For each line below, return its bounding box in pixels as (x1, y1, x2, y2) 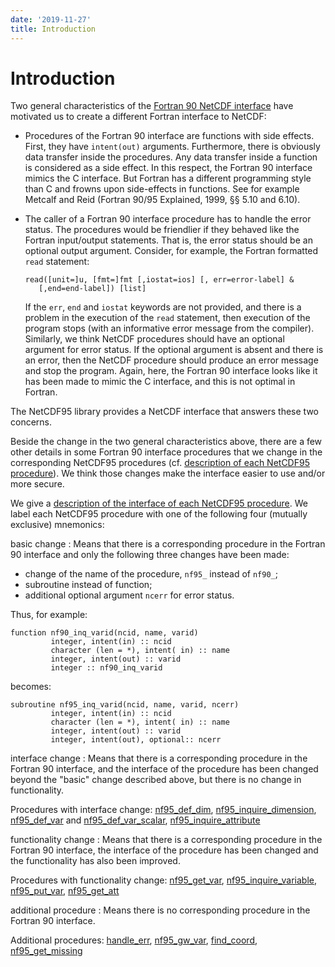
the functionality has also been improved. (10, 855, 181, 867)
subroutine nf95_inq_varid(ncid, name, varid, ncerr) (10, 700, 240, 710)
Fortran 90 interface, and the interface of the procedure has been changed (10, 763, 319, 775)
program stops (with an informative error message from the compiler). (24, 322, 315, 335)
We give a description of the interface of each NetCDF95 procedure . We (10, 497, 309, 510)
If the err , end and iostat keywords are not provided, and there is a (24, 301, 302, 313)
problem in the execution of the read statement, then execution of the (24, 312, 311, 324)
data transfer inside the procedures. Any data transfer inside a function (24, 151, 318, 163)
